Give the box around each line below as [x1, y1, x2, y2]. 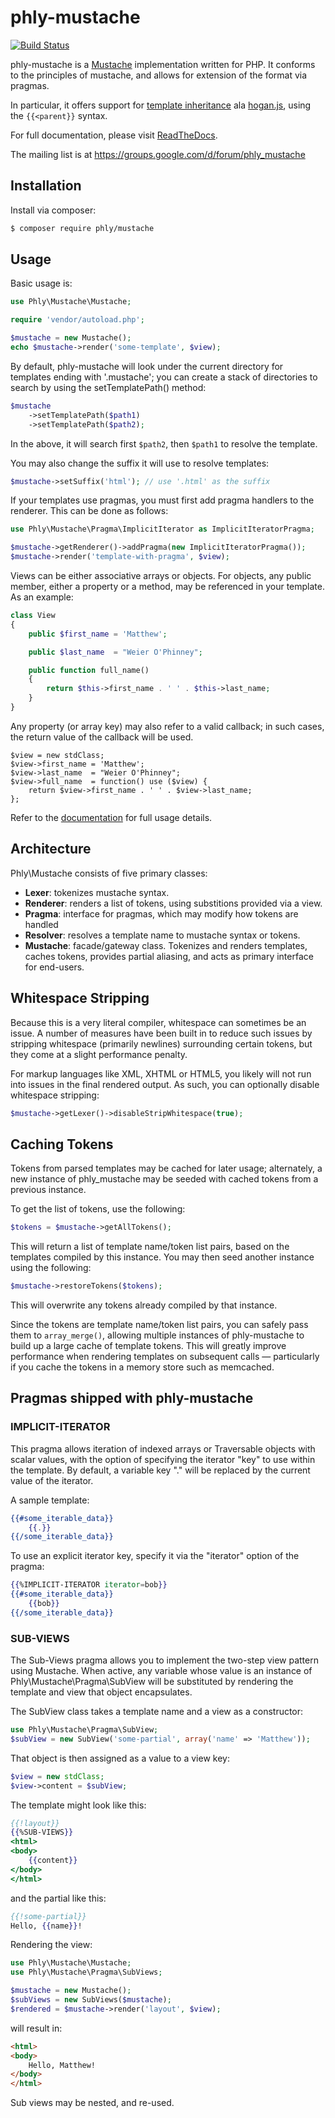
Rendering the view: [10, 1939, 93, 1951]
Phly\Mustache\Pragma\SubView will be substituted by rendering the [10, 1676, 294, 1688]
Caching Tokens [10, 1136, 114, 1153]
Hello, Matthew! [28, 2060, 97, 2070]
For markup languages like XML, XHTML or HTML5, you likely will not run [10, 1067, 312, 1080]
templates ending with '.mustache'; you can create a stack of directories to [10, 371, 318, 383]
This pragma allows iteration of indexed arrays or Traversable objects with [10, 1442, 316, 1455]
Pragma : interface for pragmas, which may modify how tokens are [24, 907, 299, 920]
